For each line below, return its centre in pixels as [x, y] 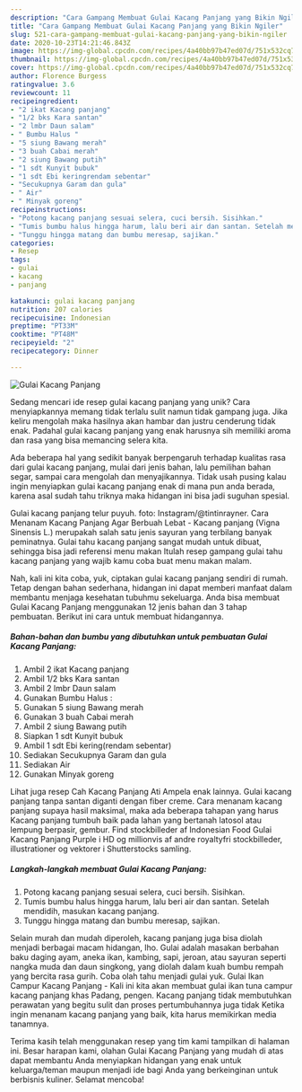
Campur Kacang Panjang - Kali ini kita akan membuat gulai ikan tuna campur [151, 985]
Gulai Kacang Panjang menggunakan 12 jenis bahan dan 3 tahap [129, 606]
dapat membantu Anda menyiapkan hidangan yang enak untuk [126, 1060]
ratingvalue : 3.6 [43, 84]
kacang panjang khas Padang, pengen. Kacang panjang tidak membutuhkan [151, 995]
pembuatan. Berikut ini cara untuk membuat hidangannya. [117, 616]
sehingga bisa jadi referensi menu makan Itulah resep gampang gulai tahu [147, 551]
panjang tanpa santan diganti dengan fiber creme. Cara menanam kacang [147, 801]
